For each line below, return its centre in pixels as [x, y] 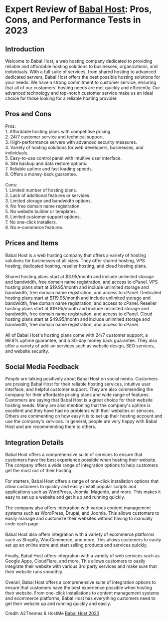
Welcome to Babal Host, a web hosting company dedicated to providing [79, 61]
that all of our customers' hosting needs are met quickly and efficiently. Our [83, 88]
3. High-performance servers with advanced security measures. [71, 142]
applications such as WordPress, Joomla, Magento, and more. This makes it [83, 492]
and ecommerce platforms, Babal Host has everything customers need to [81, 598]
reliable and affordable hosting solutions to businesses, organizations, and [82, 66]
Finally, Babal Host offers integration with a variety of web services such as [83, 556]
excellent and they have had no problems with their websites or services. [80, 411]
